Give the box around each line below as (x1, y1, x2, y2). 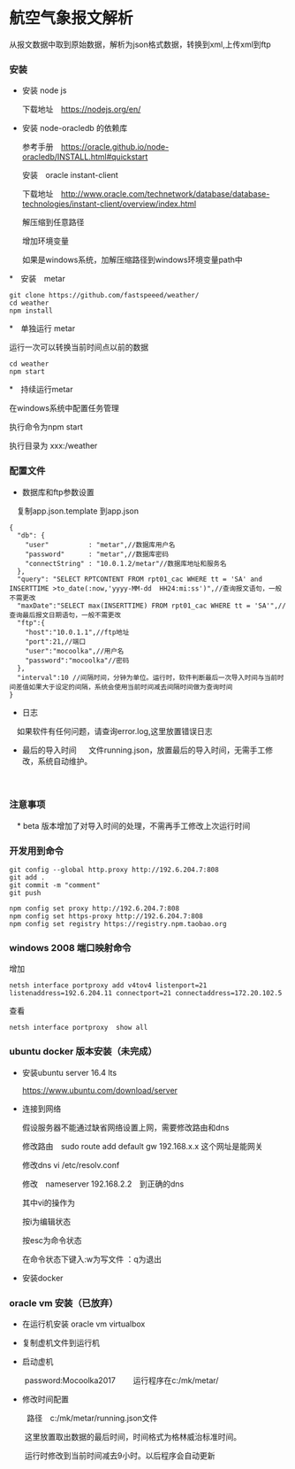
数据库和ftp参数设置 (21, 486, 95, 497)
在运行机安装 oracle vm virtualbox (21, 1318, 146, 1329)
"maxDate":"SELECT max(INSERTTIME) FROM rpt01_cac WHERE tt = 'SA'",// (17, 601, 287, 610)
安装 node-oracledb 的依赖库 (21, 123, 128, 134)
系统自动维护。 (37, 755, 93, 766)
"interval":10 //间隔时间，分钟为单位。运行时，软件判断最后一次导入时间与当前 (17, 673, 278, 682)
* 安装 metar (9, 274, 66, 284)
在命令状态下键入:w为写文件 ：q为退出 (21, 1254, 162, 1264)
